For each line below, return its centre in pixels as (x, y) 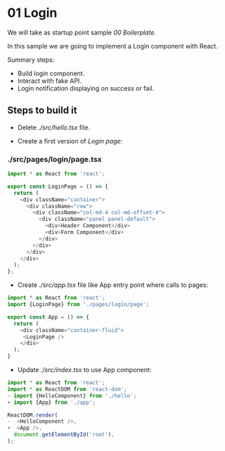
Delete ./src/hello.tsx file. (53, 127)
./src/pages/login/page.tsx (54, 159)
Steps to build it (42, 110)
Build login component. (51, 73)
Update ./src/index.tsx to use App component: (84, 370)
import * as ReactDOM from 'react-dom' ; (67, 389)
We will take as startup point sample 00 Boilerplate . (82, 32)
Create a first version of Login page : (70, 141)
